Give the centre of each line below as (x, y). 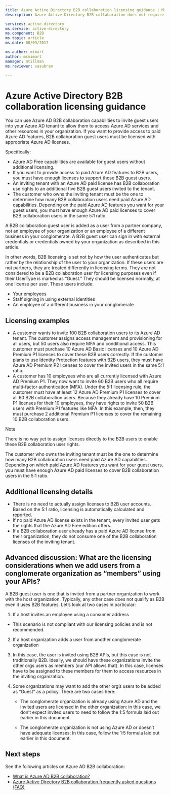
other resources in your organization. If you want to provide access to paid (83, 131)
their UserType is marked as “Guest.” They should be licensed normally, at (83, 279)
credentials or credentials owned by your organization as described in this (82, 242)
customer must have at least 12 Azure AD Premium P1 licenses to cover (87, 392)
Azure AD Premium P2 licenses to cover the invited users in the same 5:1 (88, 365)
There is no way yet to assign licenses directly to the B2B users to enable (81, 439)
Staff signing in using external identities (54, 299)
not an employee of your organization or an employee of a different (75, 231)
